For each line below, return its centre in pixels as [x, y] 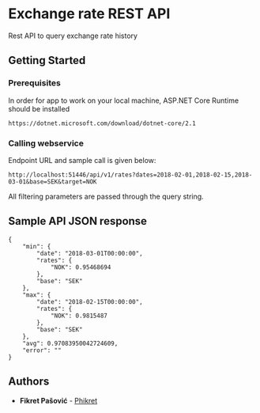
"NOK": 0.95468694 [81, 267]
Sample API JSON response [78, 221]
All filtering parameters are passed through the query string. [106, 196]
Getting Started [47, 61]
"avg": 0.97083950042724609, [70, 343]
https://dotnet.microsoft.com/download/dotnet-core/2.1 [102, 123]
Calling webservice [46, 143]
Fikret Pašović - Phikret [58, 400]
